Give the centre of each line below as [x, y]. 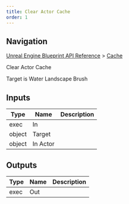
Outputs [22, 165]
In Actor [43, 144]
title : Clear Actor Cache [38, 12]
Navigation [27, 41]
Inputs [18, 98]
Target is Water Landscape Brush [47, 79]
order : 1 [17, 17]
